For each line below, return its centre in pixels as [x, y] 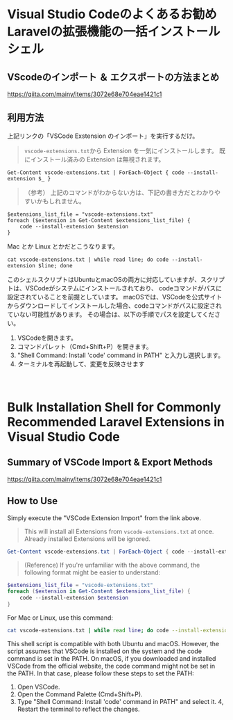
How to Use [33, 501]
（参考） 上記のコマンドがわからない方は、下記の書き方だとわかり [119, 192]
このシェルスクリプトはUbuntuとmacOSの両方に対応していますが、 [104, 279]
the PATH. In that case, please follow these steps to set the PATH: [101, 673]
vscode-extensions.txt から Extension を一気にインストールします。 [121, 150]
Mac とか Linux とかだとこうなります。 [63, 246]
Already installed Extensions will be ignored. [87, 539]
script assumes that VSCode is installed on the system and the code [105, 651]
